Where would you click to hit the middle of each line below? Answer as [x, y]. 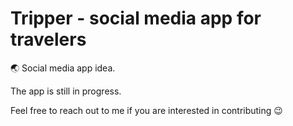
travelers [48, 39]
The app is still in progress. [66, 91]
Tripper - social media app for [136, 18]
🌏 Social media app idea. [63, 68]
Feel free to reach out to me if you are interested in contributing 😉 [146, 110]
